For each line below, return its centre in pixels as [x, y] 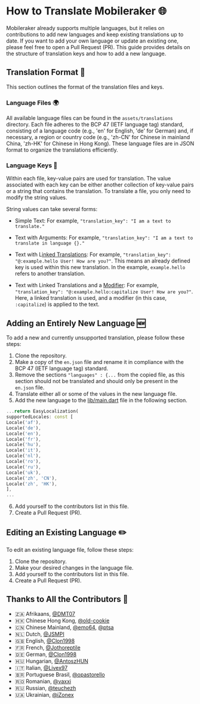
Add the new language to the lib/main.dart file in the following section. [101, 401]
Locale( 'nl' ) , [24, 456]
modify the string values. [37, 198]
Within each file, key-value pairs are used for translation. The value [89, 179]
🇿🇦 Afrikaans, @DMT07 [45, 613]
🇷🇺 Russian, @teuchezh [45, 688]
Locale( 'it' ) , [24, 450]
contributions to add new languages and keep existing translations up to [95, 34]
